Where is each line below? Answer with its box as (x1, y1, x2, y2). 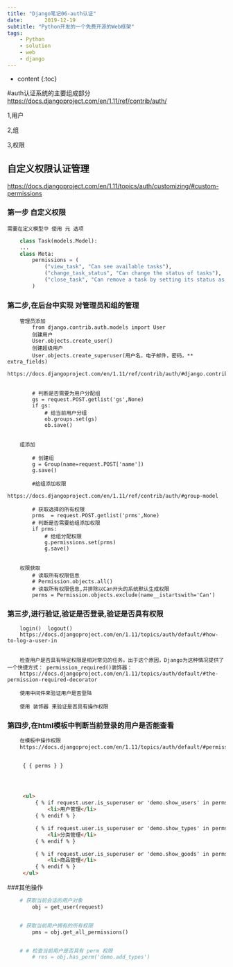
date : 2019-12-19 (7, 17, 76, 24)
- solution (19, 42, 51, 49)
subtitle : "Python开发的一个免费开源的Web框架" (7, 23, 135, 30)
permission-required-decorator (7, 676, 98, 683)
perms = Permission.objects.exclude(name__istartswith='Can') (32, 592, 216, 599)
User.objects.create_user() (32, 338, 113, 345)
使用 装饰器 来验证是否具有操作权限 (19, 704, 109, 710)
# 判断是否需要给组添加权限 (32, 519, 101, 527)
